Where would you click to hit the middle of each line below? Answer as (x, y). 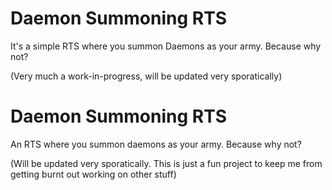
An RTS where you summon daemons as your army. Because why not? (156, 144)
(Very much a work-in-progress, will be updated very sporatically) (146, 76)
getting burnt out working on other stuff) (93, 174)
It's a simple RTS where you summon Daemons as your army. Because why (166, 46)
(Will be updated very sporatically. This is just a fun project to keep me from (166, 163)
